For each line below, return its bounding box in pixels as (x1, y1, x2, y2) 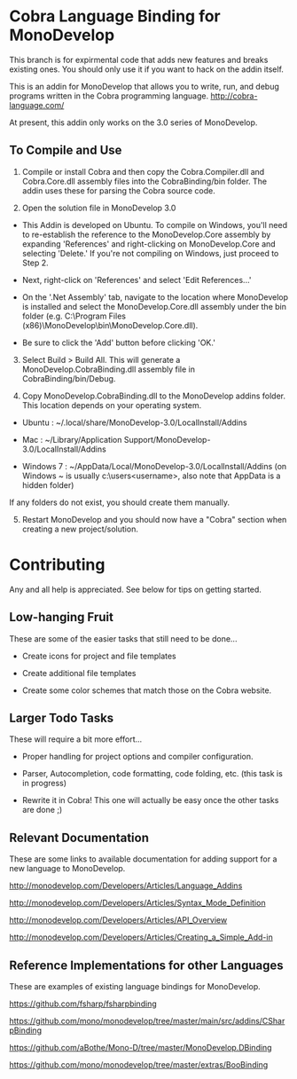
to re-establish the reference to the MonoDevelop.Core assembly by (21, 229, 271, 240)
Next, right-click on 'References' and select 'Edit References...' (21, 274, 252, 285)
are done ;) (21, 805, 63, 815)
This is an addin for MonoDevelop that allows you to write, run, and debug (9, 81, 279, 91)
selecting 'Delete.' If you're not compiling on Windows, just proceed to (21, 248, 279, 258)
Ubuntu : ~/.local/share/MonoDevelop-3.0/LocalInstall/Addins (21, 417, 247, 428)
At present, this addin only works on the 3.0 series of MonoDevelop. (9, 117, 258, 128)
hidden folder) (21, 479, 74, 490)
